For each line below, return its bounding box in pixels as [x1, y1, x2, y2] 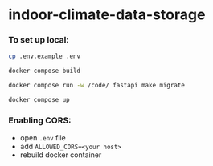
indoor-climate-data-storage [8, 6, 206, 24]
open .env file [19, 133, 66, 143]
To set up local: [8, 34, 70, 46]
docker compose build [8, 67, 81, 75]
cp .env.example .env [8, 52, 81, 61]
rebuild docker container [19, 150, 102, 160]
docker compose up [8, 96, 70, 104]
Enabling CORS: [8, 115, 72, 126]
